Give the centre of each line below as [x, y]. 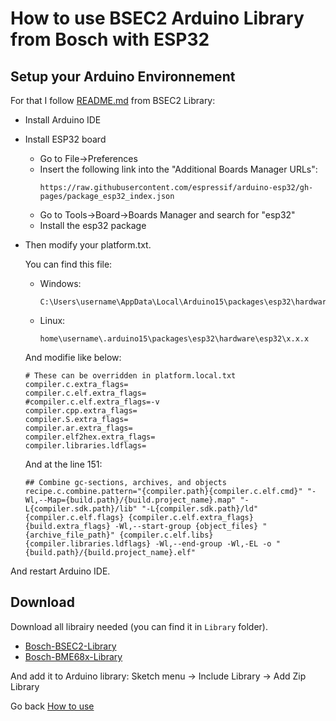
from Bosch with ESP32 [110, 39]
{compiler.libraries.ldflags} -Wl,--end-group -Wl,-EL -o [148, 544]
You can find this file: [68, 264]
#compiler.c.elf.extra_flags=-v [92, 402]
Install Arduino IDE [63, 120]
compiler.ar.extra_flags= [78, 428]
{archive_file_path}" [69, 535]
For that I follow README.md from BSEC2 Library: [113, 100]
